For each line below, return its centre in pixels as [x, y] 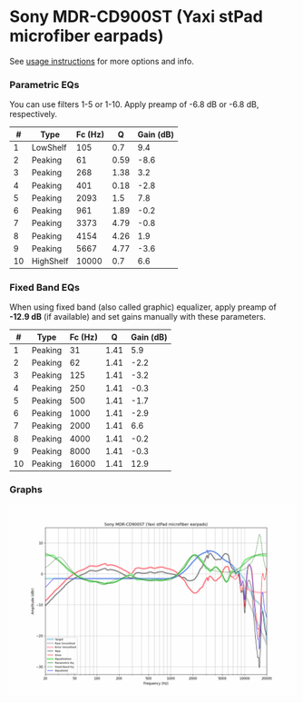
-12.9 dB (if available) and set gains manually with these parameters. [137, 317]
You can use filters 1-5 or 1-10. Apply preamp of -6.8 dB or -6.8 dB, [134, 104]
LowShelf [49, 147]
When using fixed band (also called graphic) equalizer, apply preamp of [143, 307]
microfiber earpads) [87, 36]
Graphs [26, 490]
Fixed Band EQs [44, 287]
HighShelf [50, 262]
